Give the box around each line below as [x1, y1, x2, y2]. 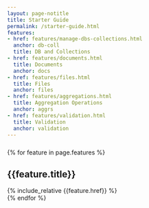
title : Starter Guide [7, 16, 69, 23]
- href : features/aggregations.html [7, 93, 112, 100]
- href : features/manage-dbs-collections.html [7, 36, 143, 43]
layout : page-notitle [7, 10, 69, 17]
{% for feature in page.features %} [7, 148, 105, 157]
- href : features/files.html [7, 73, 91, 81]
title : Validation [13, 118, 67, 126]
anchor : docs [13, 67, 51, 74]
